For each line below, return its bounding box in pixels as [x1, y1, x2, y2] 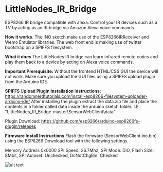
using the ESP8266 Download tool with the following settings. [5, 138, 129, 144]
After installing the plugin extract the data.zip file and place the [31, 98, 157, 104]
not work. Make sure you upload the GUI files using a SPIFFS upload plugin [5, 73, 156, 79]
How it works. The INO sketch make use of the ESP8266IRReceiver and [5, 34, 149, 40]
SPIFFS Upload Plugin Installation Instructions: [5, 88, 101, 94]
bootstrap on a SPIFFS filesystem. [5, 44, 73, 50]
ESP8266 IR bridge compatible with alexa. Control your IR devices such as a [5, 19, 158, 25]
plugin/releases [5, 123, 36, 129]
